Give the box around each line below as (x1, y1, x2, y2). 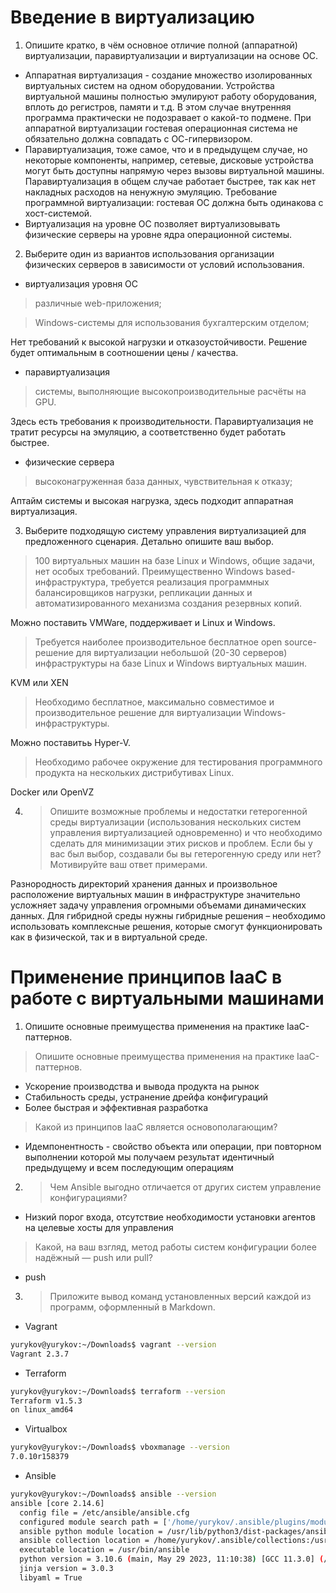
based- (265, 565, 296, 577)
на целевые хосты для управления (24, 1221, 174, 1233)
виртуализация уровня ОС (24, 277, 139, 290)
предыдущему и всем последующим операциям (24, 1161, 234, 1173)
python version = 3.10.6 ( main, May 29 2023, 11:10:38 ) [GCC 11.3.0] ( (19, 1554, 325, 1565)
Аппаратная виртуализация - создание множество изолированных (24, 69, 313, 81)
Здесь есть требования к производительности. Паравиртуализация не (10, 415, 314, 427)
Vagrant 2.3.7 (10, 1349, 70, 1359)
